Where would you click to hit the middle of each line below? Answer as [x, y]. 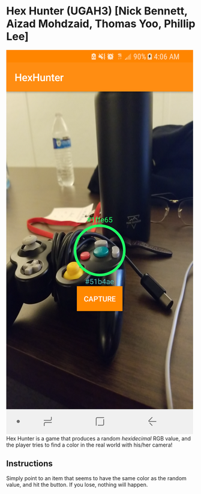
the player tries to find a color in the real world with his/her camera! [89, 445]
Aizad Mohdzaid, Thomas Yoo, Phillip [101, 24]
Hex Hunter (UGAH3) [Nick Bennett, [97, 11]
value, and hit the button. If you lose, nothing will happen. [77, 484]
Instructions [29, 464]
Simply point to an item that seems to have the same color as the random [97, 478]
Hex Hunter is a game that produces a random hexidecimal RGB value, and [98, 438]
